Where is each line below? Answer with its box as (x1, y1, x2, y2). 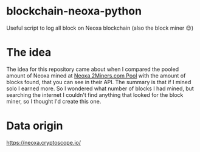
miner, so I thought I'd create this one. (6, 97, 102, 105)
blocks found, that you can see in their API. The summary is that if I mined (6, 78, 191, 85)
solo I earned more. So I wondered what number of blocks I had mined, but (6, 85, 195, 92)
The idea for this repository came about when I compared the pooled (6, 65, 179, 73)
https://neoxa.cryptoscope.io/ (6, 139, 81, 146)
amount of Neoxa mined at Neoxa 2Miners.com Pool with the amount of (6, 71, 186, 79)
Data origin (6, 119, 63, 133)
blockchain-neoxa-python (6, 4, 142, 18)
